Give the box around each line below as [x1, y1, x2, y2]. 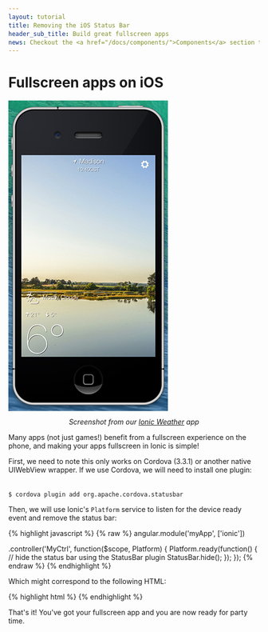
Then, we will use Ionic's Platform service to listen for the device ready [8, 505, 242, 514]
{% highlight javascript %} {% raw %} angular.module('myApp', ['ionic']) [8, 529, 246, 538]
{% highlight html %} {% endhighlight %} [8, 592, 144, 602]
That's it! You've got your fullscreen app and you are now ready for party [8, 608, 248, 618]
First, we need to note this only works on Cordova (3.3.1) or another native [8, 457, 251, 466]
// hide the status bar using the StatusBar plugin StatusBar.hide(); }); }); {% [8, 553, 254, 562]
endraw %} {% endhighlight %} [8, 561, 112, 571]
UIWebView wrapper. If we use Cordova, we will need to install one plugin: [8, 465, 253, 475]
